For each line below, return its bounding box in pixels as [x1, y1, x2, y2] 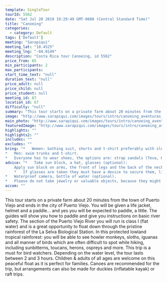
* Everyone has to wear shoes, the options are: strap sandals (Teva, [5, 155, 159, 160]
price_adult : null [5, 81, 43, 86]
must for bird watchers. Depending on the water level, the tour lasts [5, 250, 144, 256]
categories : [5, 26, 30, 31]
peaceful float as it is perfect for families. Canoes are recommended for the [5, 260, 160, 267]
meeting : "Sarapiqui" [5, 40, 50, 45]
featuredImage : [5, 123, 37, 128]
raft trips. [5, 271, 24, 277]
